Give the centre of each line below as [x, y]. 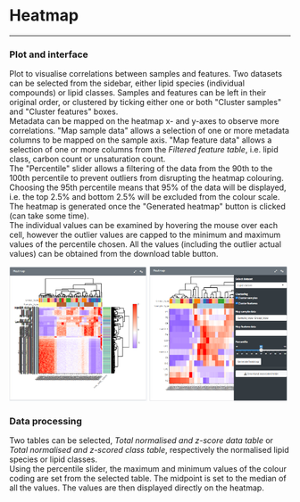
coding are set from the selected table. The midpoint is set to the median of [148, 479]
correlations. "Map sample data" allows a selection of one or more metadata [150, 131]
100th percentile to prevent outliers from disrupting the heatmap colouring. [146, 178]
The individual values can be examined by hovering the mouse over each [144, 226]
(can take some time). [49, 216]
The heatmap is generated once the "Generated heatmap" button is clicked [147, 207]
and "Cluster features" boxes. [64, 111]
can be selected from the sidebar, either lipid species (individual [127, 83]
